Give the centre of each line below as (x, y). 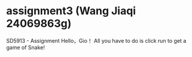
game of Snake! (25, 47)
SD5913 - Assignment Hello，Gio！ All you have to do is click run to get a (96, 40)
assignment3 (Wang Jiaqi (71, 11)
